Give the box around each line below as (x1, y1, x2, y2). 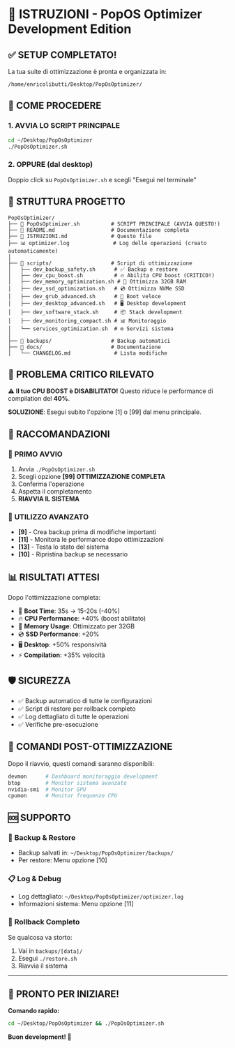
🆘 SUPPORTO (8, 811, 71, 823)
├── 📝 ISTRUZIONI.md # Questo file (8, 233, 152, 239)
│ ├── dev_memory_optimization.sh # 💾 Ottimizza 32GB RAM (8, 278, 187, 285)
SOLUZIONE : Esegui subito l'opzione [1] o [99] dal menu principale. (8, 408, 202, 416)
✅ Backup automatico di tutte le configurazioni (17, 696, 153, 704)
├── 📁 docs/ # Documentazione (8, 344, 161, 350)
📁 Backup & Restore (8, 832, 76, 842)
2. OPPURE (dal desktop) (8, 160, 93, 170)
